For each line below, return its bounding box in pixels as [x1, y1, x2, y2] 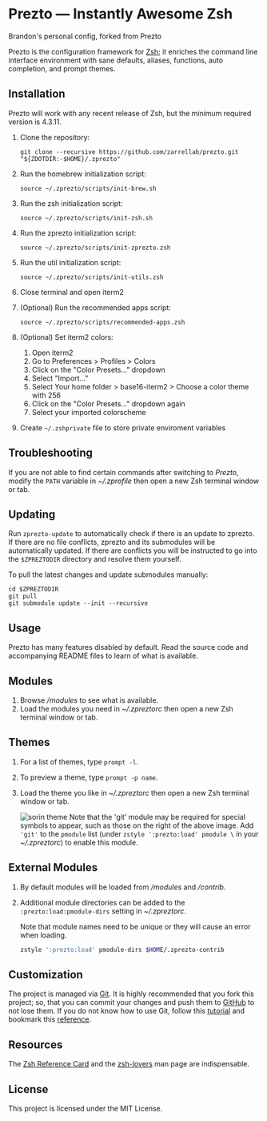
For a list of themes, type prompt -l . [19, 756, 138, 766]
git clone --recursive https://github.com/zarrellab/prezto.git [19, 147, 239, 156]
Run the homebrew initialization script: [19, 169, 146, 179]
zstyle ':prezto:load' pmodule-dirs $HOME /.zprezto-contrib [19, 946, 225, 954]
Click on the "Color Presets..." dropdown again [31, 398, 185, 409]
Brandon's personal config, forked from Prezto [8, 31, 162, 41]
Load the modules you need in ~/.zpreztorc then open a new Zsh [19, 704, 233, 713]
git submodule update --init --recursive [8, 599, 149, 607]
